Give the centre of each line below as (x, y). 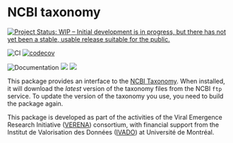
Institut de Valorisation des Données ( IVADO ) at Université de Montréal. (111, 132)
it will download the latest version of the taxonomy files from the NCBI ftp (115, 88)
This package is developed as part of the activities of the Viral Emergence (115, 117)
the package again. (35, 104)
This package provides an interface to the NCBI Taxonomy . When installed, (116, 81)
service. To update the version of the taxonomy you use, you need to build (115, 96)
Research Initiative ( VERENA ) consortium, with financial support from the (113, 125)
